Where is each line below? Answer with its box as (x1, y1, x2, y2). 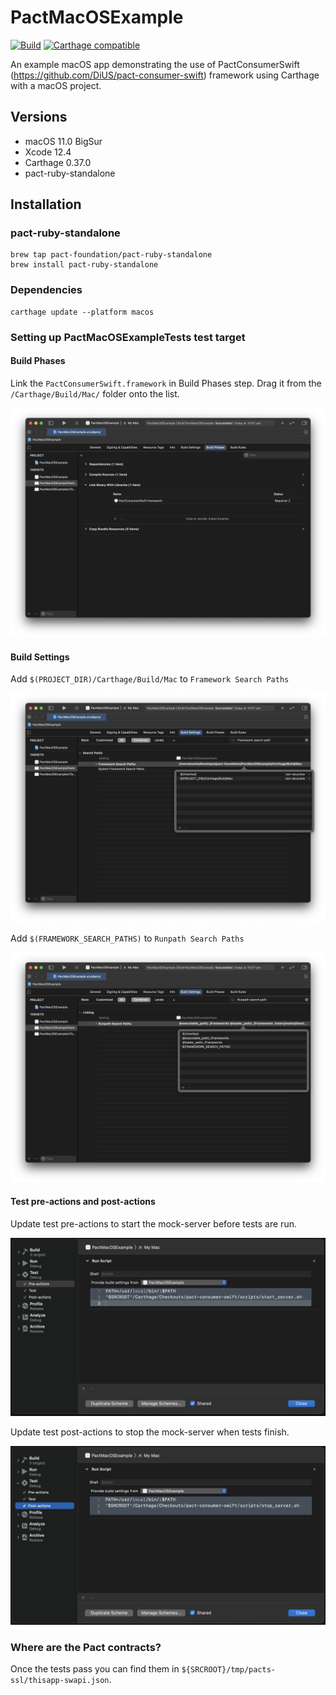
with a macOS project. (10, 79, 102, 91)
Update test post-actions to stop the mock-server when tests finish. (10, 1426, 290, 1438)
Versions (10, 109, 68, 126)
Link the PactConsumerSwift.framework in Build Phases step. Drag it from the (10, 377, 322, 389)
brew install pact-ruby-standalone (10, 260, 159, 270)
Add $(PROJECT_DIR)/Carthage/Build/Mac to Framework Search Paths (10, 673, 290, 685)
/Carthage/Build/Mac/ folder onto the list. (10, 387, 180, 400)
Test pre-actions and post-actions (10, 1196, 156, 1208)
